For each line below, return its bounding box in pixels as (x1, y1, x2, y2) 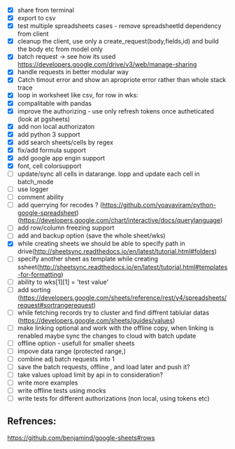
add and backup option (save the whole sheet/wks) (17, 231, 166, 240)
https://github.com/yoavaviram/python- (102, 201, 217, 209)
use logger (17, 185, 49, 193)
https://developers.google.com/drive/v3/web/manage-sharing (17, 60, 197, 69)
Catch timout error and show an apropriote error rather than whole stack (17, 76, 227, 84)
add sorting (17, 285, 51, 293)
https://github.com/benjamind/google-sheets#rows (7, 434, 155, 442)
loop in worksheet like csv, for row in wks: (17, 91, 138, 99)
